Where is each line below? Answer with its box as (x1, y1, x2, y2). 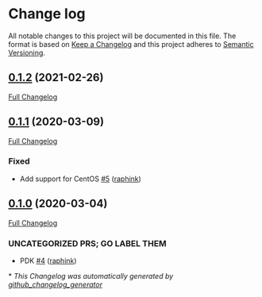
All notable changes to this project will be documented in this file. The (8, 31, 237, 40)
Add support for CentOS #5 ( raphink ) (19, 174, 141, 183)
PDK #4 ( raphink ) (19, 256, 77, 265)
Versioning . (8, 48, 46, 57)
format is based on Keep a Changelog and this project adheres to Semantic (8, 39, 254, 48)
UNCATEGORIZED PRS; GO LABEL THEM (8, 237, 167, 249)
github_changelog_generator (8, 280, 103, 289)
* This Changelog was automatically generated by (8, 271, 174, 280)
